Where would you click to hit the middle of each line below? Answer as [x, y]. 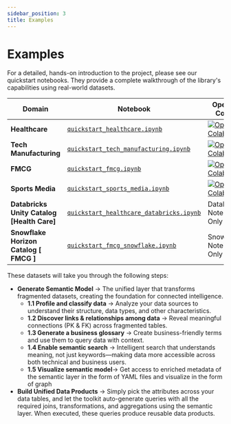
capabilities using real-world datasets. [61, 88]
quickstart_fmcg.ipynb [104, 169]
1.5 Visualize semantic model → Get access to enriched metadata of [124, 370]
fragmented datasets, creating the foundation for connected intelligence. [120, 296]
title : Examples [30, 20]
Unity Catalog [34, 213]
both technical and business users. [77, 362]
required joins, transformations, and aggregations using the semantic [115, 406]
